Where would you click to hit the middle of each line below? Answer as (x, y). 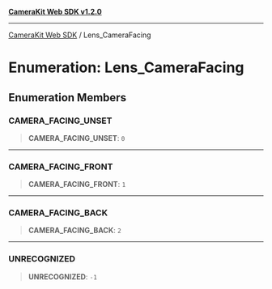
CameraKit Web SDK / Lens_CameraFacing (80, 35)
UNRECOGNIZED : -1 (62, 276)
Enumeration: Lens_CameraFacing (126, 68)
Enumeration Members (68, 98)
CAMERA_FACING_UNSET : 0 (76, 138)
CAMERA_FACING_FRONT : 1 (77, 185)
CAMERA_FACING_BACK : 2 (74, 231)
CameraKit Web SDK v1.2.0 (55, 12)
